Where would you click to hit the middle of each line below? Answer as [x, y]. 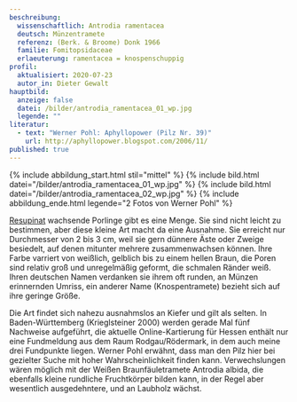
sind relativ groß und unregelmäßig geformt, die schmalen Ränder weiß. [141, 267]
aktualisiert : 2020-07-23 [65, 75]
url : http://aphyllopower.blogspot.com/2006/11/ [117, 141]
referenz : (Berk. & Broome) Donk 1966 [89, 42]
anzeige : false [45, 100]
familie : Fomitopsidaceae [65, 51]
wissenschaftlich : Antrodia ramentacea [91, 26]
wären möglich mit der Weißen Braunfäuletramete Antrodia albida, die [137, 369]
